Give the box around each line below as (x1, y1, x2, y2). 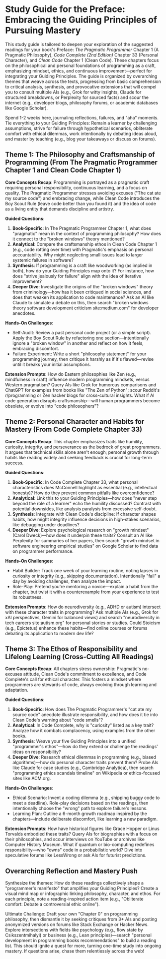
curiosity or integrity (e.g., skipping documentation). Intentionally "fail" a (12, 573, 161, 579)
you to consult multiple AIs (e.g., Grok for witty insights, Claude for (5, 89, 142, 95)
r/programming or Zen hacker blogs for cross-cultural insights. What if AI (5, 392, 155, 398)
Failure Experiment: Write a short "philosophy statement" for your (12, 351, 147, 357)
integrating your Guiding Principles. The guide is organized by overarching (5, 73, 158, 79)
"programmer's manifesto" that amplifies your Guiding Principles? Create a (5, 886, 158, 892)
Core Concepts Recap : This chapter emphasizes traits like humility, (5, 438, 143, 444)
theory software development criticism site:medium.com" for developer (12, 305, 159, 311)
